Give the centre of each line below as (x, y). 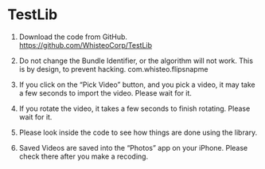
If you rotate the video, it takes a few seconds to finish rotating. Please (134, 108)
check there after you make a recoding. (84, 156)
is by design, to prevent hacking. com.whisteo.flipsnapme (113, 69)
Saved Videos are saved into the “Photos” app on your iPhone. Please (133, 147)
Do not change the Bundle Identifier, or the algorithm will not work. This (136, 61)
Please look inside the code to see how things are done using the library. (138, 132)
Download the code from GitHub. (73, 37)
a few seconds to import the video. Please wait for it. (105, 92)
